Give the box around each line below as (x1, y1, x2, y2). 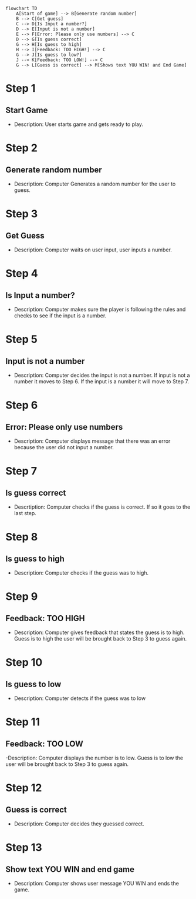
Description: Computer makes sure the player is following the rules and (13, 306, 186, 313)
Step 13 (5, 841, 42, 854)
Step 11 (5, 715, 40, 729)
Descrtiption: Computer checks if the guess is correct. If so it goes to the (13, 503, 191, 510)
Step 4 (5, 267, 39, 280)
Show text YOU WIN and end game (5, 864, 135, 874)
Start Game (5, 105, 48, 115)
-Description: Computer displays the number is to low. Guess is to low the (5, 754, 183, 761)
